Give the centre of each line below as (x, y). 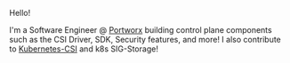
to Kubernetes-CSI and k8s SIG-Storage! (84, 49)
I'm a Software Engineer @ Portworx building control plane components (141, 30)
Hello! (20, 13)
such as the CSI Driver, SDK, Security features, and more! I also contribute (145, 39)
